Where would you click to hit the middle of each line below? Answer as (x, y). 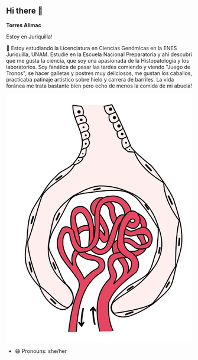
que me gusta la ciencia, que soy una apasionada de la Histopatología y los (98, 60)
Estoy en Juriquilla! (29, 37)
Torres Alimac (24, 25)
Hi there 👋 (25, 11)
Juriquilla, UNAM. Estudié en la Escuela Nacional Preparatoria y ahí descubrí (99, 54)
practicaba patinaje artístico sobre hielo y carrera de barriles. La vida (90, 79)
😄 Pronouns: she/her (40, 351)
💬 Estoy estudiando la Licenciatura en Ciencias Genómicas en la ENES (92, 48)
